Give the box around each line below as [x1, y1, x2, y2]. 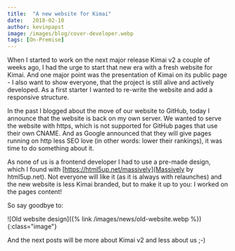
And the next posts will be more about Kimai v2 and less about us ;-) [7, 236, 206, 245]
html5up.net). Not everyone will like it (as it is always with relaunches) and [7, 173, 222, 181]
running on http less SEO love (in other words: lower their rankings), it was [7, 136, 223, 145]
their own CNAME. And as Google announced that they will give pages [7, 129, 212, 138]
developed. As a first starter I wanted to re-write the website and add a [7, 86, 213, 94]
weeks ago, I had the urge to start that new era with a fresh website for [7, 63, 213, 72]
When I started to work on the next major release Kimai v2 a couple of [7, 56, 210, 64]
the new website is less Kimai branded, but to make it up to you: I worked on [7, 180, 229, 188]
